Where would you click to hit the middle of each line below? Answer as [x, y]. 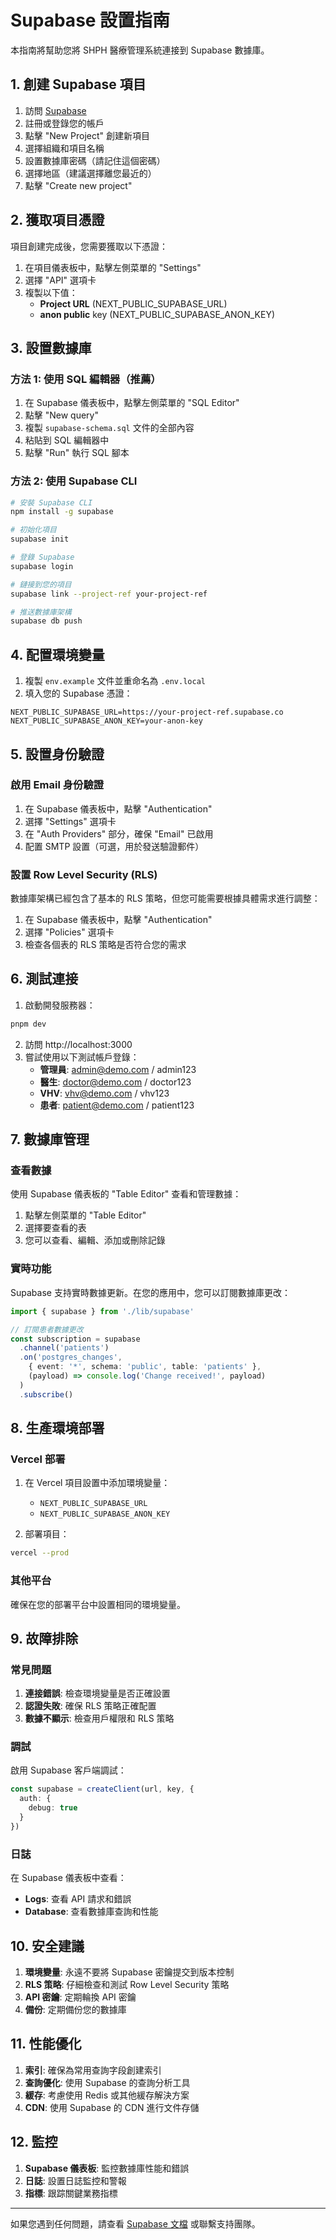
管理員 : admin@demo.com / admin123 [118, 1069]
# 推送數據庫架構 [41, 612]
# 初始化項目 [33, 530]
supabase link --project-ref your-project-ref [109, 594]
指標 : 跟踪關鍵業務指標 [71, 2193]
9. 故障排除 [44, 1638]
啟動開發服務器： [60, 1005]
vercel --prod [40, 1553]
